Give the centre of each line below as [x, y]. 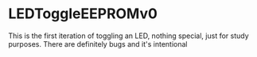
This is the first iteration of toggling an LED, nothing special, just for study [128, 36]
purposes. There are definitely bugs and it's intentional [98, 44]
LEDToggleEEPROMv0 [83, 14]
